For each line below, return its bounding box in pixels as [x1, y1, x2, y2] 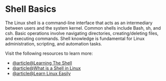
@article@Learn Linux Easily [12, 70, 71, 76]
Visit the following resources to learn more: [5, 50, 93, 56]
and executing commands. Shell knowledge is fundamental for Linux [5, 36, 145, 41]
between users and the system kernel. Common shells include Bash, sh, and [5, 25, 161, 31]
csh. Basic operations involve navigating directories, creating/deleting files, [5, 30, 159, 36]
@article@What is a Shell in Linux [12, 65, 81, 71]
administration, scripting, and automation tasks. [5, 40, 103, 46]
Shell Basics [5, 3, 56, 15]
